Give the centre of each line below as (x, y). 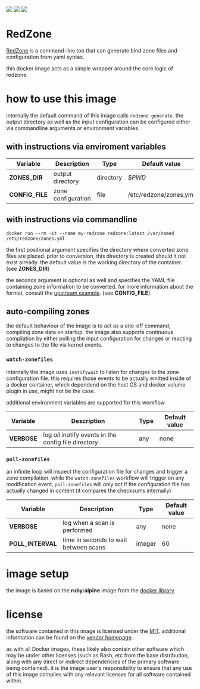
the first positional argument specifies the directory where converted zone (97, 249)
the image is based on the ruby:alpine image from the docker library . (91, 590)
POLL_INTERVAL (33, 543)
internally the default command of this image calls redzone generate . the (95, 115)
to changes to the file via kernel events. (54, 345)
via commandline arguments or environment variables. (73, 128)
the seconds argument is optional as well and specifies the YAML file (90, 280)
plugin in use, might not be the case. (51, 391)
